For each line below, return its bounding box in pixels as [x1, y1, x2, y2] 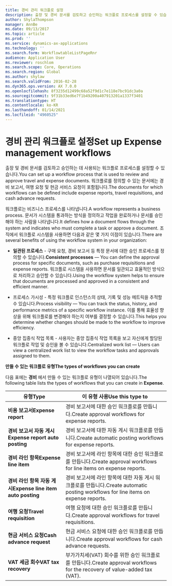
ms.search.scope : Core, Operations [5, 65, 81, 70]
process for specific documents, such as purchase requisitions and [12, 260, 155, 266]
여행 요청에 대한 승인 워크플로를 [66, 504, 137, 511]
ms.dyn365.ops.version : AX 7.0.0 [5, 83, 77, 89]
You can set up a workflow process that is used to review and [18, 171, 149, 177]
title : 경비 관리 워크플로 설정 [5, 7, 63, 13]
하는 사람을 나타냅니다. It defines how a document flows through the [14, 218, 155, 224]
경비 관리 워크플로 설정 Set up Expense [5, 136, 162, 148]
